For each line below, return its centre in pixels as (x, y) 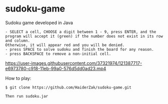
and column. (18, 41)
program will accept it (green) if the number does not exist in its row (84, 36)
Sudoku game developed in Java (39, 23)
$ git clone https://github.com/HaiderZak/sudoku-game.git (68, 87)
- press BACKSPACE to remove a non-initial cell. (58, 54)
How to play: (18, 78)
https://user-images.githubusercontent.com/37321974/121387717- (74, 63)
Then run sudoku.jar (27, 96)
